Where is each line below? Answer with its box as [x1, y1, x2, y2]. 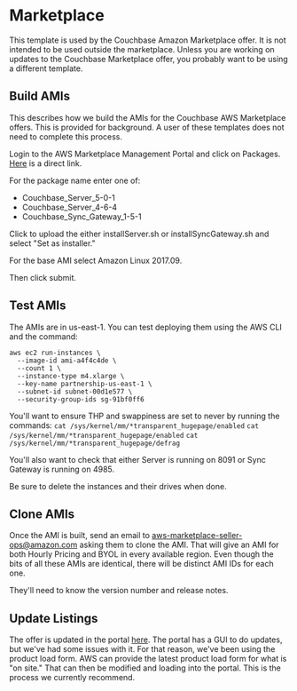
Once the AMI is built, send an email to [9, 530, 151, 541]
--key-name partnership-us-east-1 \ [17, 379, 152, 388]
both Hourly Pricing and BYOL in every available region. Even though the [9, 549, 275, 560]
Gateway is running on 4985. [9, 464, 115, 474]
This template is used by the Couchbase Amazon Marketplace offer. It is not [9, 35, 286, 45]
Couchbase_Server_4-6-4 [21, 202, 118, 212]
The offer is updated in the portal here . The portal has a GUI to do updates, [9, 634, 283, 645]
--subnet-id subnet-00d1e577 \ [17, 387, 133, 396]
